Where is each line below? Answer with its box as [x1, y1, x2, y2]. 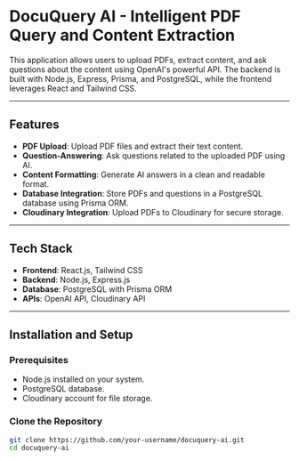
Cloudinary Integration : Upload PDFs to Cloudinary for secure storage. [21, 206, 284, 217]
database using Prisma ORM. [21, 198, 129, 208]
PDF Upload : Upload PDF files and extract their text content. [21, 141, 244, 151]
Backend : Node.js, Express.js [21, 274, 131, 285]
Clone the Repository [9, 416, 103, 428]
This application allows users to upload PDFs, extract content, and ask [9, 54, 267, 65]
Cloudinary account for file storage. [21, 393, 153, 404]
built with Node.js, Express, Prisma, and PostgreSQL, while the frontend [9, 73, 272, 84]
